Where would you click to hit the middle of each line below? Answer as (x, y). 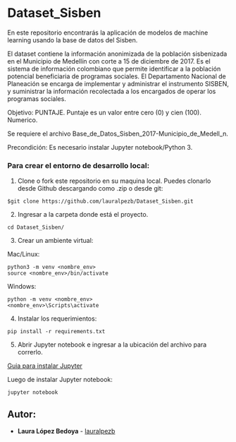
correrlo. (30, 352)
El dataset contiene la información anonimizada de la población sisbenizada (117, 54)
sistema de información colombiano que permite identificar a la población (114, 68)
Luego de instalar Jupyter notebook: (60, 380)
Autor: (22, 414)
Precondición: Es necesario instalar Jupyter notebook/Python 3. (100, 147)
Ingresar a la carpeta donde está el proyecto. (83, 215)
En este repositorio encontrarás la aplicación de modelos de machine (108, 32)
